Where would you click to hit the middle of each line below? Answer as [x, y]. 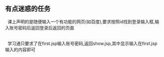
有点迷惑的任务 [28, 9]
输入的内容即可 [20, 49]
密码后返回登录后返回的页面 [46, 28]
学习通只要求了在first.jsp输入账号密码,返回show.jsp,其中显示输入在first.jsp [82, 43]
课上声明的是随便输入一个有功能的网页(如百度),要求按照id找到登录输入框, [81, 22]
